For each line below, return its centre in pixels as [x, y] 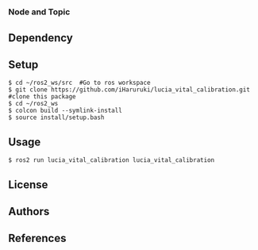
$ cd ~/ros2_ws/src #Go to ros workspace [79, 83]
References [37, 238]
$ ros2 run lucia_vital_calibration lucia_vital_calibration [112, 160]
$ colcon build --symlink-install [65, 111]
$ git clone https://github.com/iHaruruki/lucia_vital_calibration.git [129, 90]
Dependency [40, 38]
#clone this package [42, 97]
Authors [29, 212]
